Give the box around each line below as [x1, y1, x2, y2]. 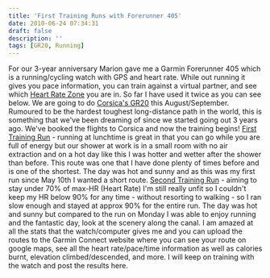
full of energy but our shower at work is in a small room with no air [8, 141, 228, 151]
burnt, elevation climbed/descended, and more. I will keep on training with [8, 252, 255, 262]
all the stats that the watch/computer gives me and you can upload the [8, 226, 243, 236]
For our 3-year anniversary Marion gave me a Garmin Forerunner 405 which [8, 64, 261, 73]
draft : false [8, 27, 52, 35]
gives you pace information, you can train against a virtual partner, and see [8, 81, 257, 91]
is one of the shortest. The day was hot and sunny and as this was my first [8, 167, 255, 176]
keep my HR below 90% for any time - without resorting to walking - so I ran [8, 193, 262, 202]
